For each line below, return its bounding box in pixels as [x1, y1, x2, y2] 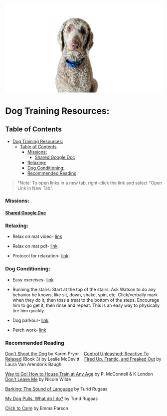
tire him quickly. [12, 307, 45, 313]
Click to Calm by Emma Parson [5, 405, 69, 411]
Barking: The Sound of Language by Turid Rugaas [5, 386, 108, 392]
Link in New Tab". [17, 185, 54, 191]
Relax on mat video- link [12, 233, 62, 239]
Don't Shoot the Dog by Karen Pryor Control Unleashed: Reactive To [5, 351, 149, 357]
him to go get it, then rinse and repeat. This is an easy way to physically [12, 302, 160, 308]
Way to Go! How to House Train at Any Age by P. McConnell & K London [5, 371, 153, 377]
